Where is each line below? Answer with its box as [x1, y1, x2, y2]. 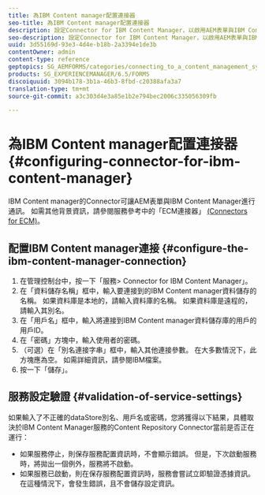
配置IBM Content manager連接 [8, 241, 160, 255]
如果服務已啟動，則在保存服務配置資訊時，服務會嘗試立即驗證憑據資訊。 [19, 468, 255, 478]
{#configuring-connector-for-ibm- [8, 153, 241, 170]
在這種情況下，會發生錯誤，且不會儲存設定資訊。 [19, 478, 179, 488]
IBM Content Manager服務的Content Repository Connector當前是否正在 [21, 422, 255, 432]
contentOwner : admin [8, 48, 77, 56]
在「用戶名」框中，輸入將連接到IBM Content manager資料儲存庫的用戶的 [19, 316, 257, 325]
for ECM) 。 [8, 216, 45, 225]
